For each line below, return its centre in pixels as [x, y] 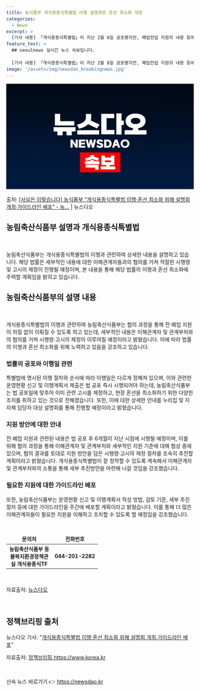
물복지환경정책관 [29, 556]
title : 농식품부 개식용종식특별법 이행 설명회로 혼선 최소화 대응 [74, 13]
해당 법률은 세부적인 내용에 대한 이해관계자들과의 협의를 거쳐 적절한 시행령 [104, 262]
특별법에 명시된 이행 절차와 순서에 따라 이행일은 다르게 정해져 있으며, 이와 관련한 [99, 378]
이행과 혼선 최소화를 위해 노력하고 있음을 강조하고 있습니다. [81, 347]
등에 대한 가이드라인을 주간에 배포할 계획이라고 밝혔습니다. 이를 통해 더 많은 [104, 507]
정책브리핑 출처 [32, 622]
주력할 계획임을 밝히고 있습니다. [43, 276]
